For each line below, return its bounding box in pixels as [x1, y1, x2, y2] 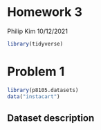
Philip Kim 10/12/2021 [7, 27, 68, 35]
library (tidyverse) [7, 40, 64, 47]
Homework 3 [7, 4, 83, 20]
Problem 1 [7, 64, 65, 80]
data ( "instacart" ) [7, 93, 60, 100]
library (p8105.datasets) [7, 86, 79, 93]
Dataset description [7, 112, 95, 124]
